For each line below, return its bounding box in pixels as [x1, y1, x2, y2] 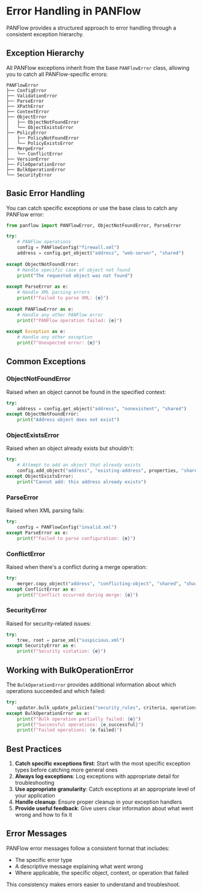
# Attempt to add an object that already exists [17, 462, 141, 468]
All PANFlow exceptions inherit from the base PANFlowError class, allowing [6, 64, 190, 71]
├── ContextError [6, 109, 50, 115]
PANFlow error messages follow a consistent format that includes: [6, 845, 170, 852]
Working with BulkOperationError [6, 665, 134, 675]
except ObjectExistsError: [6, 474, 74, 480]
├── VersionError [6, 156, 50, 162]
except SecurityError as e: [6, 642, 77, 649]
